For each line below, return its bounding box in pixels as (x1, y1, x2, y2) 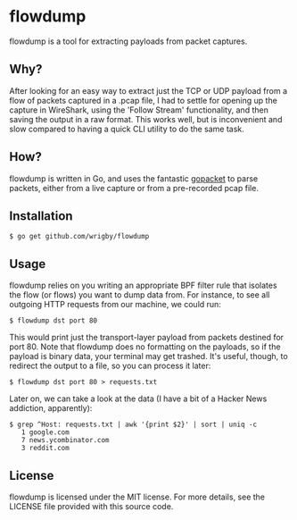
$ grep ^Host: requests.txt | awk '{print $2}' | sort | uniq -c (9, 420, 257, 430)
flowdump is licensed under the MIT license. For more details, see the (9, 491, 266, 502)
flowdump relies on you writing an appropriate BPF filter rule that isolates (9, 280, 278, 291)
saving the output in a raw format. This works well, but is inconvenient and (9, 113, 283, 124)
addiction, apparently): (9, 403, 93, 414)
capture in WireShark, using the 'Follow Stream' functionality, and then (9, 105, 269, 115)
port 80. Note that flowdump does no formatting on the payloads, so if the (9, 341, 281, 352)
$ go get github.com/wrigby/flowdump (9, 232, 150, 241)
